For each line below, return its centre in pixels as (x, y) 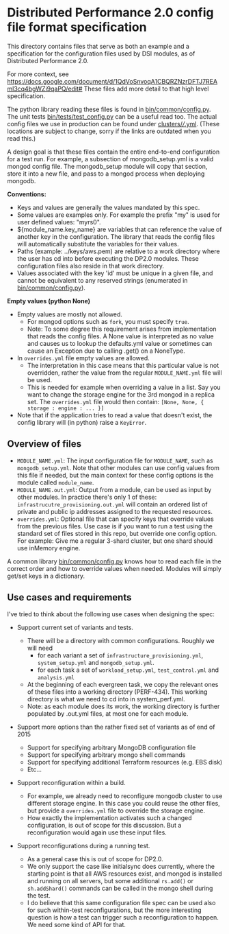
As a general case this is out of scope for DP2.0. (95, 859)
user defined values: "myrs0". (59, 222)
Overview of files (44, 444)
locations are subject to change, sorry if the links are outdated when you (109, 131)
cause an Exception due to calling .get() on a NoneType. (106, 351)
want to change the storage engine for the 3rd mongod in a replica (121, 394)
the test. (39, 895)
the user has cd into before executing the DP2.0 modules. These (108, 258)
